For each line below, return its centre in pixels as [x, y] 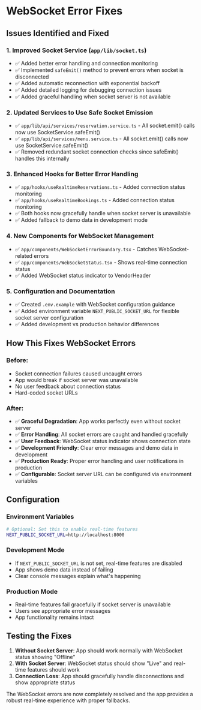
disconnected [32, 77]
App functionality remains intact [54, 617]
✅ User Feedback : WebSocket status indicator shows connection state [103, 441]
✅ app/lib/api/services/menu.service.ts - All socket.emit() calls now [101, 139]
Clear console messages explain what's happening [78, 576]
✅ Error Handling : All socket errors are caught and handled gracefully [101, 434]
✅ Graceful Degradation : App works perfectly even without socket [98, 422]
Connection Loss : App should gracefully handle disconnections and [99, 676]
